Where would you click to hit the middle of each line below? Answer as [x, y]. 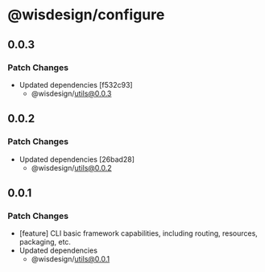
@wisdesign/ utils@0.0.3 [71, 93]
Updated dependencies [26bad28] [77, 159]
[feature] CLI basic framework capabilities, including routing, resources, [139, 233]
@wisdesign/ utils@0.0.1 [70, 259]
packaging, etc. [45, 242]
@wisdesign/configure [86, 15]
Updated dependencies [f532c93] [76, 84]
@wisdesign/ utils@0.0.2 [71, 167]
